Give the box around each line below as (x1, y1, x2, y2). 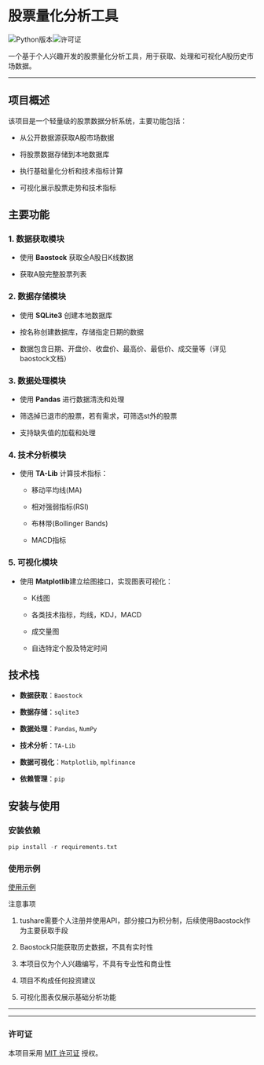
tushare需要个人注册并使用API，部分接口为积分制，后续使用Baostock (19, 916, 244, 925)
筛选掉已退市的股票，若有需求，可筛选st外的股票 (19, 412, 178, 421)
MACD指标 (31, 536, 67, 545)
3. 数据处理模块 (8, 375, 67, 386)
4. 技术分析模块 (8, 449, 67, 460)
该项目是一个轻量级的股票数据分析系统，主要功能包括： (8, 115, 187, 126)
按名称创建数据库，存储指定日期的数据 (19, 327, 144, 336)
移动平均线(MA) (31, 485, 82, 495)
